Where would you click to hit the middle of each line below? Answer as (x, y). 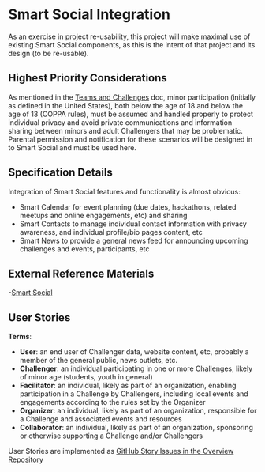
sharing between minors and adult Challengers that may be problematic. (125, 130)
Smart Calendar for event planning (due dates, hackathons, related (128, 206)
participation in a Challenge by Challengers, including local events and (134, 394)
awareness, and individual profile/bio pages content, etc (111, 232)
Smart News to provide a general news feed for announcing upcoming (134, 240)
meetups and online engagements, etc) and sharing (103, 215)
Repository (26, 459)
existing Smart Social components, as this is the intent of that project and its (132, 44)
